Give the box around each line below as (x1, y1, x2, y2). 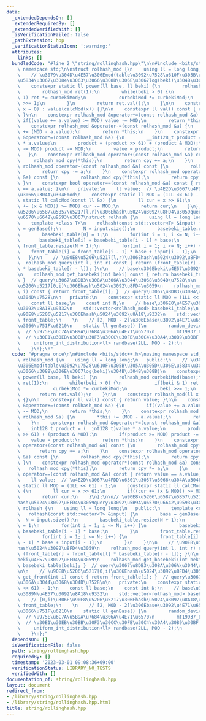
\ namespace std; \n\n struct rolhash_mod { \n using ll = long (17, 66, 185, 72)
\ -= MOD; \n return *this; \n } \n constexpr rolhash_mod (17, 409, 199, 415)
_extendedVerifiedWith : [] (12, 26, 81, 33)
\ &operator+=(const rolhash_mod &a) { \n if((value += (17, 403, 180, 409)
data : (6, 9, 20, 15)
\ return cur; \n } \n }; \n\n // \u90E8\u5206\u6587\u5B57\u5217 (17, 494, 204, 500)
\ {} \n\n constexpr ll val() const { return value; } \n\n (17, 397, 177, 403)
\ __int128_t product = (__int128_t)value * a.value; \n (17, 425, 166, 431)
